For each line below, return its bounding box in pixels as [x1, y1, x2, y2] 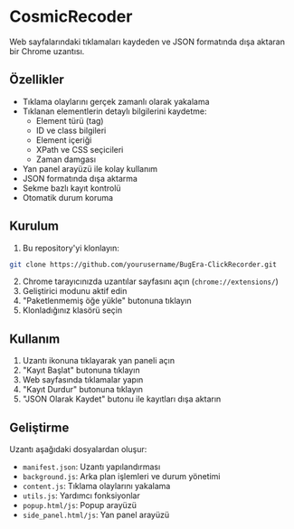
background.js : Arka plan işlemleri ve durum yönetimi [22, 471, 221, 482]
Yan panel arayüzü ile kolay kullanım [22, 163, 158, 174]
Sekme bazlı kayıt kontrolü [22, 183, 121, 194]
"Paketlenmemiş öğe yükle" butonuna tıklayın [22, 296, 192, 307]
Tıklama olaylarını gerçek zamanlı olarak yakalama [22, 96, 210, 107]
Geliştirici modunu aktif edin [22, 286, 128, 297]
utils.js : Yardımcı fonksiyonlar [22, 490, 140, 501]
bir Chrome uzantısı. [9, 45, 85, 56]
